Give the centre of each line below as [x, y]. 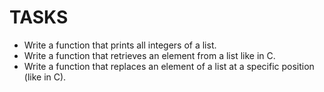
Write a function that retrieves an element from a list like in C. [149, 55]
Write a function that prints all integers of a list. [120, 45]
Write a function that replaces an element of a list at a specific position [169, 66]
